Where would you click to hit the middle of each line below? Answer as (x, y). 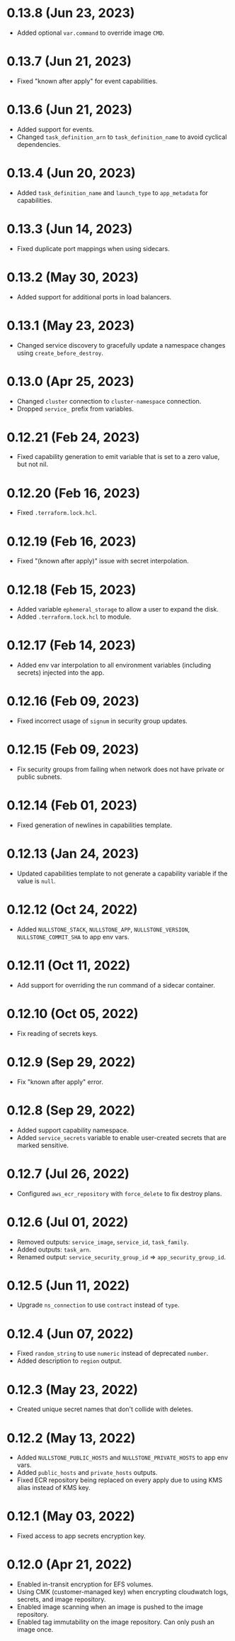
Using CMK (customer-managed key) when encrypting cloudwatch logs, (122, 1592)
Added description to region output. (69, 1361)
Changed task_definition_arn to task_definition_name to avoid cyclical (122, 137)
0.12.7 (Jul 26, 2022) (68, 1174)
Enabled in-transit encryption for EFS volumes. (85, 1584)
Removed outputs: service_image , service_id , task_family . (103, 1242)
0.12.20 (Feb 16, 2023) (74, 493)
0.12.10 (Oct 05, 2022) (73, 1014)
